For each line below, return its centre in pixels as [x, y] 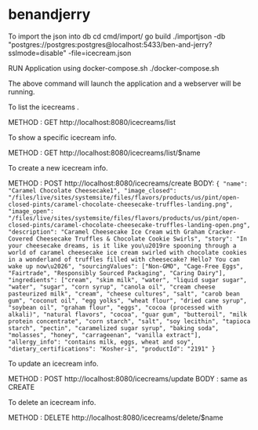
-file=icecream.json [100, 53]
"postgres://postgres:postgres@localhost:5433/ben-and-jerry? [110, 44]
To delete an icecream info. [52, 402]
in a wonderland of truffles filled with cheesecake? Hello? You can [124, 259]
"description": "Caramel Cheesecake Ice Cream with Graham [107, 232]
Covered [21, 239]
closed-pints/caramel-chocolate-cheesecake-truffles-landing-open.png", [129, 225]
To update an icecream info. [53, 363]
